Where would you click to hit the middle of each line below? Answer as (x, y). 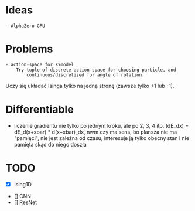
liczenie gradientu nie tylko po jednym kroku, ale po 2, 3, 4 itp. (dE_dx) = (101, 125)
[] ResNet (25, 202)
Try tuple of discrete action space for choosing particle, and (96, 70)
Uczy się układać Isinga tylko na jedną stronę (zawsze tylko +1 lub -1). (90, 86)
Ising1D (23, 184)
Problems (29, 49)
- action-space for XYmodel (40, 64)
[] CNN (23, 196)
